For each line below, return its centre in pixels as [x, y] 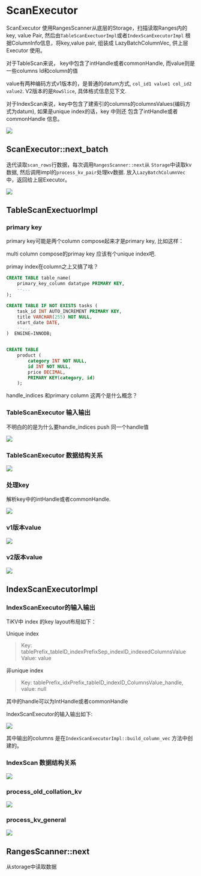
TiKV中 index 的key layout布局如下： [52, 622]
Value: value [36, 658]
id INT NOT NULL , [49, 366]
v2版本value [25, 557]
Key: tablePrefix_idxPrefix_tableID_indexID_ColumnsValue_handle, [102, 682]
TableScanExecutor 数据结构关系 [55, 455]
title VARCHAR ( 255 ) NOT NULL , [55, 317]
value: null [34, 689]
